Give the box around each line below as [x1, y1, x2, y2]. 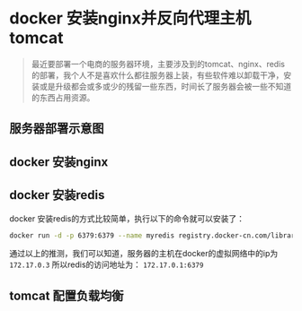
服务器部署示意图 [9, 121, 104, 136]
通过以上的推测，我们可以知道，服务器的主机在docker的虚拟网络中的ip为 [9, 248, 279, 259]
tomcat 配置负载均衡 [9, 288, 124, 303]
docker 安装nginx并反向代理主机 [9, 8, 252, 29]
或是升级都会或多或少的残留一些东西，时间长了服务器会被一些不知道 [39, 81, 292, 91]
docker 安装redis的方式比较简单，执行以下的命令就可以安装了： [9, 212, 245, 224]
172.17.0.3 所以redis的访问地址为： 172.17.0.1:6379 [9, 259, 204, 270]
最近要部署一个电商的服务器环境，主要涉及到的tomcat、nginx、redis [31, 58, 286, 69]
